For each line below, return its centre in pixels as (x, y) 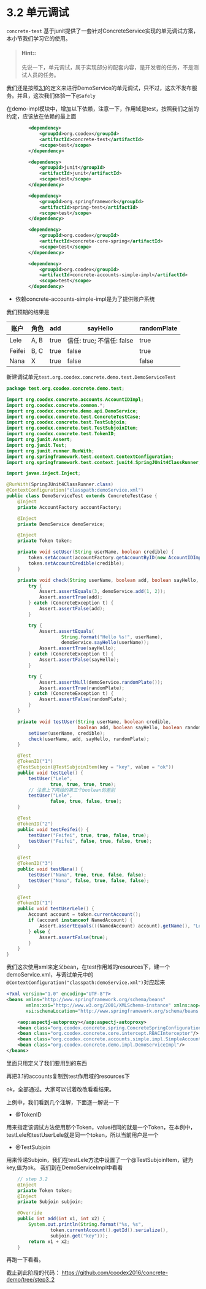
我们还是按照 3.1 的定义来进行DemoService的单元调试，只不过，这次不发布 (99, 88)
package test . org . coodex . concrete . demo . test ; (65, 389)
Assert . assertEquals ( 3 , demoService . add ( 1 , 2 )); (102, 592)
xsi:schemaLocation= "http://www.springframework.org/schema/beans (112, 1011)
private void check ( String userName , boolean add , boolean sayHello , (108, 580)
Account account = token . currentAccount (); (85, 915)
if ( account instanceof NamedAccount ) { (81, 920)
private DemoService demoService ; (61, 524)
